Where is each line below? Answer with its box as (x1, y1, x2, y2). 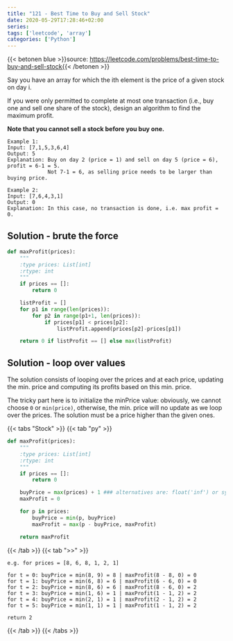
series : (7, 23, 30, 30)
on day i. (7, 83, 33, 92)
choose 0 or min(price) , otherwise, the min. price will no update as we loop (7, 404, 223, 412)
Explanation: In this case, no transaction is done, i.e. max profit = (7, 205, 218, 212)
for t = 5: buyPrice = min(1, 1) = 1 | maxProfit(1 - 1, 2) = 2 (7, 601, 197, 609)
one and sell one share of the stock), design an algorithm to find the (7, 104, 201, 112)
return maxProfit (19, 533, 70, 540)
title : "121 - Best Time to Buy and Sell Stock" (7, 10, 150, 17)
